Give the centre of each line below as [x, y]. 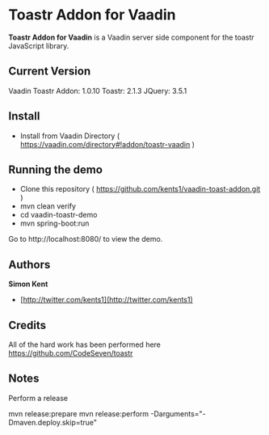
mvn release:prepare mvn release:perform [79, 413]
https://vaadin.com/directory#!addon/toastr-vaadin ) [107, 144]
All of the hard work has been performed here [85, 344]
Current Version [50, 72]
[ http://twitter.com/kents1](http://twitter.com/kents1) [107, 300]
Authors [29, 264]
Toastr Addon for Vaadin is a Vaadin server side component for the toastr [131, 37]
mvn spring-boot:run [55, 223]
